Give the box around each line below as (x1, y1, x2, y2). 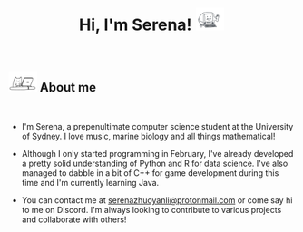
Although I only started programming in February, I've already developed (21, 149, 294, 159)
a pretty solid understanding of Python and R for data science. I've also (21, 158, 288, 169)
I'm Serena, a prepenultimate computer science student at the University (21, 121, 294, 132)
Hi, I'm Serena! (79, 14, 192, 35)
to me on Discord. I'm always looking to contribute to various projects (21, 205, 282, 216)
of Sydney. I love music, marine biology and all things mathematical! (21, 130, 276, 142)
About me (39, 80, 97, 95)
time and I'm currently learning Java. (21, 178, 160, 188)
